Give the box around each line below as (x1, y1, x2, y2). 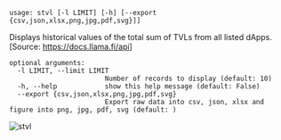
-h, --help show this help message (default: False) (17, 82, 261, 91)
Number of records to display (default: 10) (104, 74, 273, 83)
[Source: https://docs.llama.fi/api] (9, 41, 133, 52)
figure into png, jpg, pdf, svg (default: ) (9, 105, 177, 114)
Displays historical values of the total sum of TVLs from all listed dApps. (9, 32, 273, 42)
